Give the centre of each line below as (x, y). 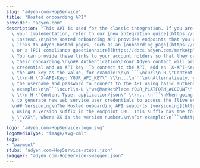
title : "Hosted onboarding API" (46, 17)
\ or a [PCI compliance (41, 51)
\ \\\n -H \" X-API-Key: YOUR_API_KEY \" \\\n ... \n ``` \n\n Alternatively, (101, 78)
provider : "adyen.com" (34, 23)
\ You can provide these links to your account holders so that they (99, 56)
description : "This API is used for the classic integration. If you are (100, 28)
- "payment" (21, 144)
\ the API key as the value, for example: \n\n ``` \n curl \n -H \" (93, 73)
